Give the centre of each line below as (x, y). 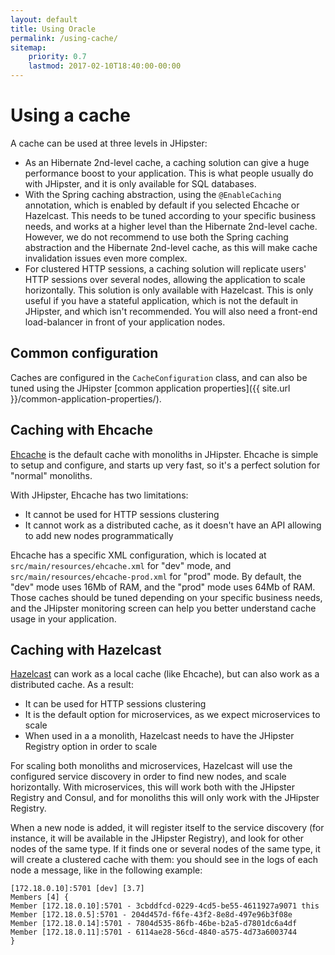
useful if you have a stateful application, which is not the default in (161, 300)
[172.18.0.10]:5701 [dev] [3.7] (77, 889)
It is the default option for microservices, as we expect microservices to (172, 715)
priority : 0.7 (57, 57)
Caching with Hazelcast (86, 649)
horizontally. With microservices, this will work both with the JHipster (152, 787)
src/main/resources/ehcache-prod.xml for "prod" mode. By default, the (156, 576)
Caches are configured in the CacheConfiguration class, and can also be (159, 377)
